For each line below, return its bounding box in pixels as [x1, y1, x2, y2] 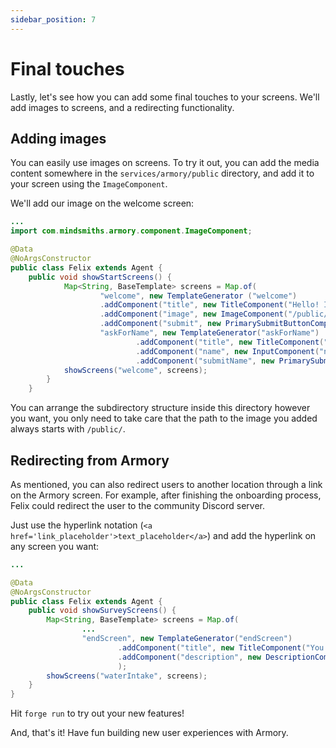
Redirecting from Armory [10, 452, 170, 469]
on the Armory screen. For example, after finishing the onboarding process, [10, 489, 322, 501]
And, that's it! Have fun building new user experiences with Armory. [10, 727, 289, 739]
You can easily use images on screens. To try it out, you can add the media [10, 157, 320, 169]
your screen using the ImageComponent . [10, 178, 168, 190]
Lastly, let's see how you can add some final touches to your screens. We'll [10, 91, 320, 103]
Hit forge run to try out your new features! [10, 707, 185, 720]
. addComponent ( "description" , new [117, 652, 262, 662]
